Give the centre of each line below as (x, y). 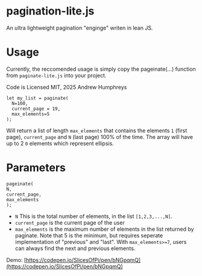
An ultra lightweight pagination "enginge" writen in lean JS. (80, 28)
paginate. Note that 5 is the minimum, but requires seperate (89, 235)
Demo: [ (16, 260)
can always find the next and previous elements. (75, 248)
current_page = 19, (36, 109)
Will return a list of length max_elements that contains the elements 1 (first (97, 130)
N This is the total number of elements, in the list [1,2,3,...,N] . (94, 216)
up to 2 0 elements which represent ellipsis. (60, 143)
